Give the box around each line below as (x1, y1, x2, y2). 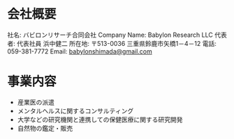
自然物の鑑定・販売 (17, 124, 73, 132)
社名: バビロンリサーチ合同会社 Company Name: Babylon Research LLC (7, 31, 213, 39)
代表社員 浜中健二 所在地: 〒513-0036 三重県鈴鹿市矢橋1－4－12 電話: (16, 39, 217, 47)
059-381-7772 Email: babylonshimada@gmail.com (7, 47, 152, 56)
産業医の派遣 (17, 98, 54, 106)
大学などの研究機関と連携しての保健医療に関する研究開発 (17, 115, 183, 124)
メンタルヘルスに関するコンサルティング (17, 106, 134, 115)
